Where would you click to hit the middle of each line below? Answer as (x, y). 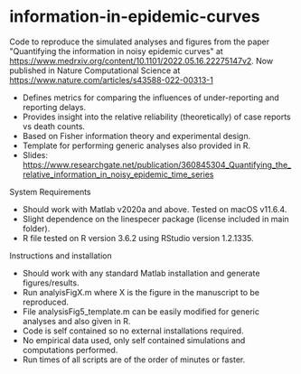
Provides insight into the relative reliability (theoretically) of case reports (156, 117)
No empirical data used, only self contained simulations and (134, 340)
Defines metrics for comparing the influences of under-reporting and (151, 98)
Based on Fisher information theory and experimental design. (136, 136)
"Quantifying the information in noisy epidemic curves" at (116, 51)
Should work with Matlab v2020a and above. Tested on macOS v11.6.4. (155, 209)
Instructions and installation (61, 256)
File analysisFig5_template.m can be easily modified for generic (141, 311)
